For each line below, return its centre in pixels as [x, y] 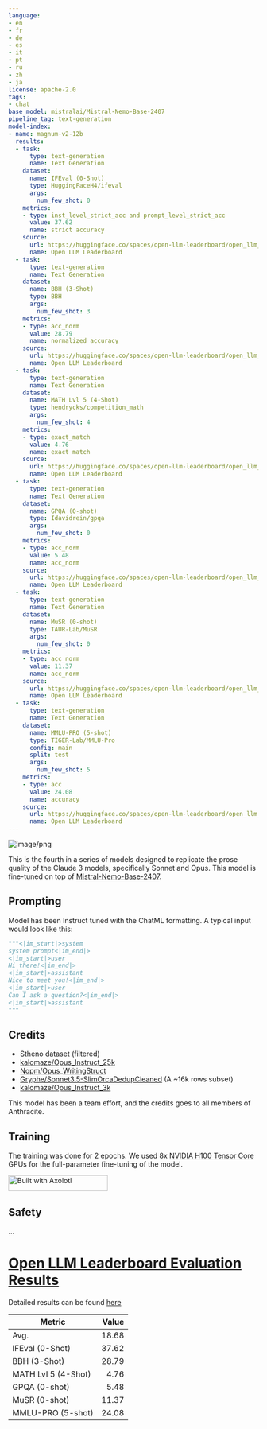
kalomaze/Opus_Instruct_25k [67, 1062]
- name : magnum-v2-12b [46, 134]
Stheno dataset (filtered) [60, 1054]
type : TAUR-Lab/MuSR [63, 629]
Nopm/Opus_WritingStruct [63, 1071]
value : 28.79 [51, 334]
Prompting [35, 901]
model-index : [30, 126]
